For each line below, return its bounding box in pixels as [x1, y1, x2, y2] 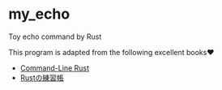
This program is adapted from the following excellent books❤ [8, 47, 215, 57]
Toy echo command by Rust [8, 32, 102, 41]
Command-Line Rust [19, 62, 90, 73]
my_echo [8, 5, 70, 24]
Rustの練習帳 [19, 72, 65, 82]
